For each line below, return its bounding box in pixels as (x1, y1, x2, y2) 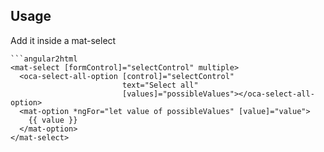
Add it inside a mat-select (10, 34, 117, 46)
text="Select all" (121, 80, 199, 90)
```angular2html (10, 54, 78, 64)
